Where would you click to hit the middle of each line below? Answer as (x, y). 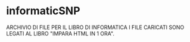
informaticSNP (43, 11)
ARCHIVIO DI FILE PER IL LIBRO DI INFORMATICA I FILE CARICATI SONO (95, 27)
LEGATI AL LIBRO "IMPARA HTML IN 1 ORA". (60, 33)
